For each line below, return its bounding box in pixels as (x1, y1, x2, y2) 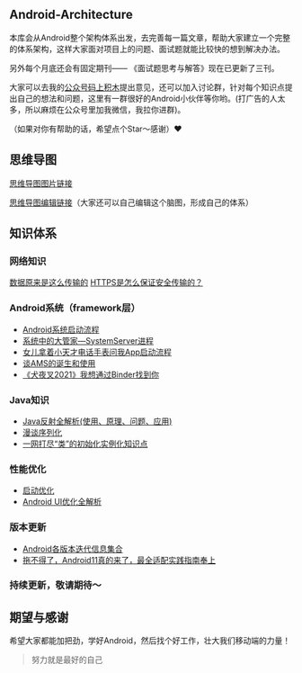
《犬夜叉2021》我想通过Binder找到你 (22, 369, 160, 380)
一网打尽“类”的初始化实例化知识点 (22, 438, 148, 449)
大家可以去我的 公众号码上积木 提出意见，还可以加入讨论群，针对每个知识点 (9, 81, 285, 93)
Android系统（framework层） (9, 301, 141, 314)
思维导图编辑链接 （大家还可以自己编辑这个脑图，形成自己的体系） (9, 197, 253, 208)
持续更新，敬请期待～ (9, 579, 102, 592)
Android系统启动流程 (22, 324, 100, 335)
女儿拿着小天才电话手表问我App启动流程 (22, 346, 173, 357)
